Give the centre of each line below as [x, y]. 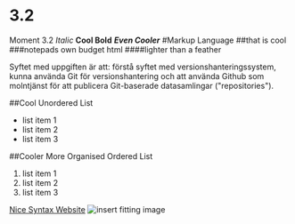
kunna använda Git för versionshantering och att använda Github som [137, 76]
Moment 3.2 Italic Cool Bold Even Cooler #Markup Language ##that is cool [148, 40]
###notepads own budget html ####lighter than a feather [115, 49]
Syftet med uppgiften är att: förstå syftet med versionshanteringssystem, [143, 67]
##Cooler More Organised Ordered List [81, 156]
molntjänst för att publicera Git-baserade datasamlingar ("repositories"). [142, 85]
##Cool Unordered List [51, 102]
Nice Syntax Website [48, 209]
